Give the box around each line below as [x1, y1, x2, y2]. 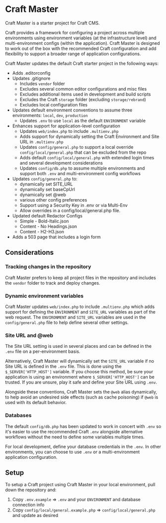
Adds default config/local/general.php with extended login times [19, 154, 155, 160]
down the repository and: [5, 487, 57, 493]
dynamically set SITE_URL [19, 181, 73, 187]
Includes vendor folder [19, 81, 65, 87]
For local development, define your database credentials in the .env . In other [5, 443, 161, 449]
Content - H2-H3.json [19, 228, 64, 234]
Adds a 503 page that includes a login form [12, 234, 101, 240]
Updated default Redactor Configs [12, 212, 83, 218]
